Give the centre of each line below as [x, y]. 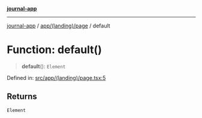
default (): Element [43, 66]
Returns [22, 97]
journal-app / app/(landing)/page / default [58, 26]
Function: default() [55, 50]
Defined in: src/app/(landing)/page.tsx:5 [56, 77]
